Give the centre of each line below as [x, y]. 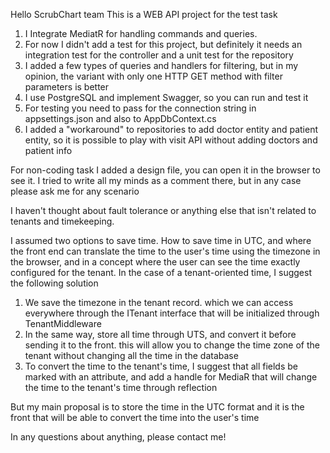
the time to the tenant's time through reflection [121, 387]
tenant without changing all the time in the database [131, 355]
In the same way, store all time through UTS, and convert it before [160, 334]
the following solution [54, 283]
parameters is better [67, 87]
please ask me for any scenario [75, 191]
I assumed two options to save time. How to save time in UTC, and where [161, 240]
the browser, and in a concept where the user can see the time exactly [155, 262]
